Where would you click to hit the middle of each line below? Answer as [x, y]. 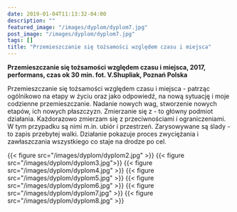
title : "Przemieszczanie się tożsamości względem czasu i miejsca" [110, 47]
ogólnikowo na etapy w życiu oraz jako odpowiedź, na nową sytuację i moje [118, 96]
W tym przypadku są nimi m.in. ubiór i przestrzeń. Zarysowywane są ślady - [119, 126]
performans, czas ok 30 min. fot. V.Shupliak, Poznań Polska [98, 75]
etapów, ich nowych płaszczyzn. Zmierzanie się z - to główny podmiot [110, 111]
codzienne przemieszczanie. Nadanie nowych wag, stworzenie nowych [112, 104]
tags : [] [20, 41]
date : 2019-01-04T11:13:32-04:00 [57, 14]
